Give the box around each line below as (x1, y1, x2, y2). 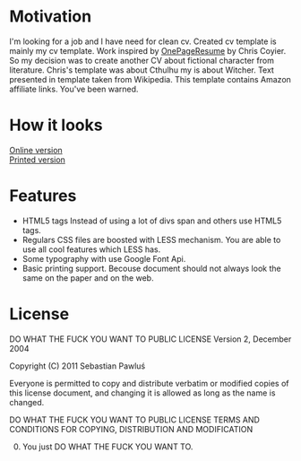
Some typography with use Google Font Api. (21, 253, 186, 264)
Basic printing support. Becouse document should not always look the (21, 263, 281, 274)
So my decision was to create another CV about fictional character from (9, 55, 275, 65)
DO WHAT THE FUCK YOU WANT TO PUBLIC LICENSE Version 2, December (9, 334, 292, 344)
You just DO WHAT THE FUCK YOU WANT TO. (21, 441, 193, 452)
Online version (9, 144, 63, 155)
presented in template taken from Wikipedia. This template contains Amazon (9, 74, 291, 84)
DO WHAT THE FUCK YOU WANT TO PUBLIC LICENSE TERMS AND (9, 414, 260, 425)
